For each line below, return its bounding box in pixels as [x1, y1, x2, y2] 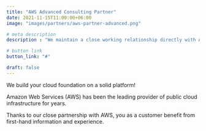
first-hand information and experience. [6, 118, 104, 125]
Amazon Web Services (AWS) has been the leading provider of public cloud [6, 93, 197, 101]
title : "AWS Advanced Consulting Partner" [6, 9, 116, 15]
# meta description [6, 31, 56, 37]
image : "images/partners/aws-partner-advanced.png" [6, 20, 141, 26]
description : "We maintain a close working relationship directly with [6, 37, 196, 43]
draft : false [6, 65, 40, 71]
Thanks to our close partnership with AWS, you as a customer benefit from [6, 111, 196, 119]
